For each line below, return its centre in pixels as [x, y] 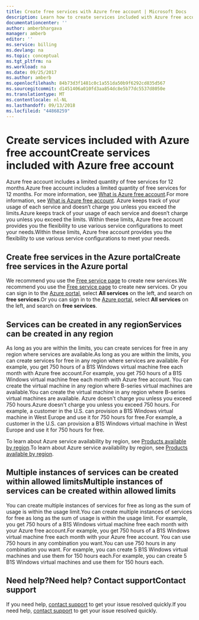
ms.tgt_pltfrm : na [29, 61]
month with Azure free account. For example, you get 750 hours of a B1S [94, 373]
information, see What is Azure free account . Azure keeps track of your [93, 201]
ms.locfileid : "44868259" [38, 111]
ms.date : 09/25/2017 [32, 72]
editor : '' [20, 39]
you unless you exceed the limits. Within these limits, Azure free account [95, 219]
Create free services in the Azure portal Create [93, 257]
